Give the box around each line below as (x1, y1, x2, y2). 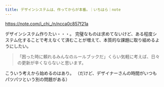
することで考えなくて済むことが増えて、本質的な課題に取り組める (22, 37, 156, 43)
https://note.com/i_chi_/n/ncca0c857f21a (5, 21, 89, 27)
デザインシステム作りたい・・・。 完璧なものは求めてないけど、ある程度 (5, 30, 153, 37)
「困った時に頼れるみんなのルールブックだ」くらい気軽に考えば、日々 (17, 54, 160, 59)
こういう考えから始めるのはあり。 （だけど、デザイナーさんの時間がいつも (5, 70, 157, 76)
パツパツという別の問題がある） (5, 76, 70, 82)
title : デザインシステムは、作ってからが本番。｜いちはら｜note (5, 7, 121, 12)
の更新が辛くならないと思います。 (17, 59, 86, 65)
